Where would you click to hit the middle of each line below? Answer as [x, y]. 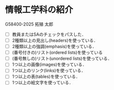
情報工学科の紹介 [39, 10]
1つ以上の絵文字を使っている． [43, 83]
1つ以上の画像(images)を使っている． [49, 64]
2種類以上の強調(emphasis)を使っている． [54, 47]
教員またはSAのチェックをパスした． [49, 34]
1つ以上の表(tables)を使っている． [46, 77]
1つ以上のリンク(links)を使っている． [49, 71]
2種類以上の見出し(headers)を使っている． [55, 40]
